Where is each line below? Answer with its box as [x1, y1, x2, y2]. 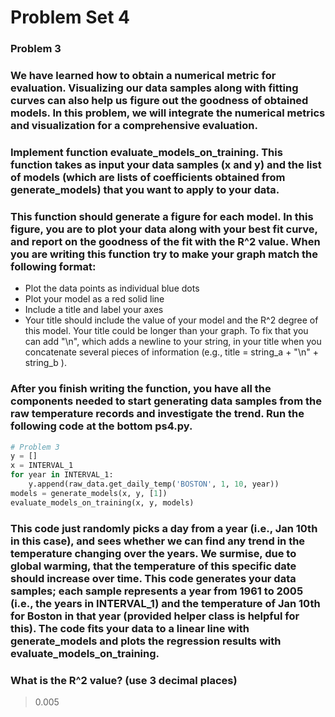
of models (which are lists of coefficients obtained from [10, 170, 286, 184]
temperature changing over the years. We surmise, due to [10, 546, 297, 560]
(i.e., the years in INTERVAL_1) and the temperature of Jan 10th [10, 596, 321, 610]
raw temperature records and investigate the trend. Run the [10, 407, 305, 421]
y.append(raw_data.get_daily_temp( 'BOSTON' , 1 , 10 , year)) [28, 479, 280, 490]
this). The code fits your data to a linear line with [10, 621, 250, 635]
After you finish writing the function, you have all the [10, 382, 272, 396]
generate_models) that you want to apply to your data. [10, 182, 280, 196]
